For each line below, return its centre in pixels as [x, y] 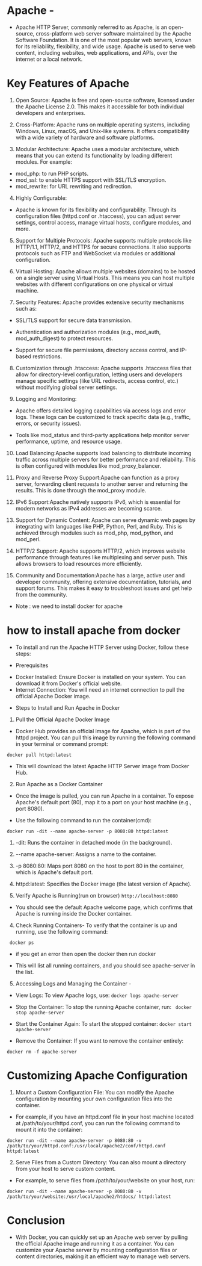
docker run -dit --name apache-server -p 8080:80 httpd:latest [88, 831]
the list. [25, 972]
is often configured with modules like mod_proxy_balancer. [88, 466]
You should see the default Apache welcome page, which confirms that [104, 907]
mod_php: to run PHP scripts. [52, 173]
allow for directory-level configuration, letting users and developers [99, 374]
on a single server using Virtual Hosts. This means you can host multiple [105, 278]
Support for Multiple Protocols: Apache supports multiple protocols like [103, 240]
